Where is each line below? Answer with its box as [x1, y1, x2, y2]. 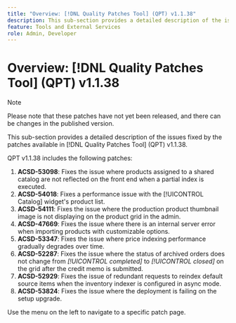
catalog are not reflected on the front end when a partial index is [17, 175, 204, 183]
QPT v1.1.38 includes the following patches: [7, 154, 133, 162]
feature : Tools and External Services [7, 23, 121, 30]
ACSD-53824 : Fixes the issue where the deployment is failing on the [17, 287, 217, 296]
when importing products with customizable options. [17, 228, 170, 236]
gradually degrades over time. [17, 242, 105, 251]
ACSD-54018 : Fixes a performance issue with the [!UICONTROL [17, 190, 204, 199]
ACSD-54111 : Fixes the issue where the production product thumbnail [17, 205, 219, 213]
